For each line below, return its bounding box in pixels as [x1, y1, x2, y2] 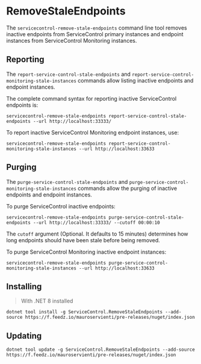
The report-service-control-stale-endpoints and [6, 71, 131, 78]
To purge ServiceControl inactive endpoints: [6, 202, 116, 210]
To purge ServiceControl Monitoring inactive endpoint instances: [6, 248, 167, 256]
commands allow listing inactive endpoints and [78, 77, 194, 84]
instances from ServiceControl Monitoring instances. [6, 37, 137, 44]
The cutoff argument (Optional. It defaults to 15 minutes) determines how [6, 230, 188, 237]
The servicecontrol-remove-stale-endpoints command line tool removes [6, 24, 188, 31]
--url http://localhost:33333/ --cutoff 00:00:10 [32, 219, 161, 225]
